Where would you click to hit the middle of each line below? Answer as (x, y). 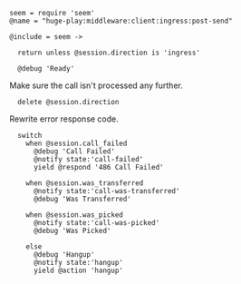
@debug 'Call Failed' (74, 152)
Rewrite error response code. (64, 119)
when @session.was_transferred (85, 183)
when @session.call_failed (77, 143)
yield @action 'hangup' (78, 270)
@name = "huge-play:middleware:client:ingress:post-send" (121, 21)
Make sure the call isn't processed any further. (96, 85)
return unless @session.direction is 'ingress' (109, 53)
